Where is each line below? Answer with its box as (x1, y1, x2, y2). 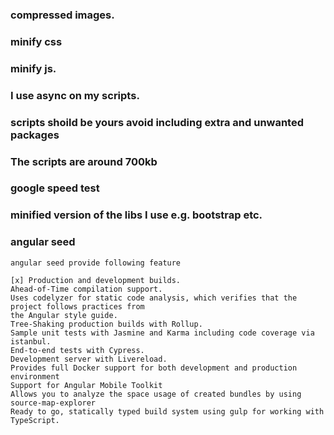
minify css (10, 34, 63, 48)
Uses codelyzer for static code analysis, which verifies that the (10, 293, 298, 303)
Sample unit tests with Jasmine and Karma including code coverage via (10, 328, 315, 338)
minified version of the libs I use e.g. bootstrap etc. (10, 208, 263, 222)
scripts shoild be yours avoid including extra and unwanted (10, 115, 305, 129)
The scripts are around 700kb (10, 154, 158, 168)
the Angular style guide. (10, 310, 118, 320)
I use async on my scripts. (10, 88, 140, 102)
